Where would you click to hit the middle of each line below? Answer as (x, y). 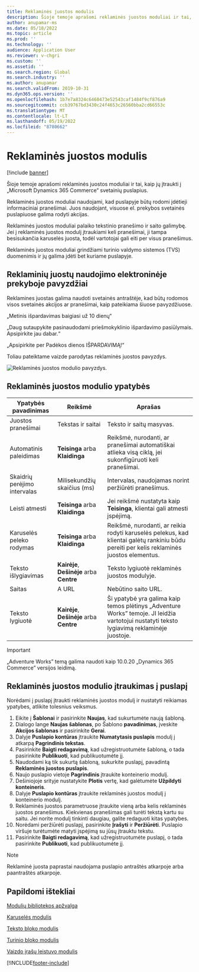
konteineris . (30, 787)
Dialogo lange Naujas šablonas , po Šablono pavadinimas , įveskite (96, 724)
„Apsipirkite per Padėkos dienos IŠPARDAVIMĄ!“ (66, 345)
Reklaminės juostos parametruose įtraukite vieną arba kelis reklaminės (101, 806)
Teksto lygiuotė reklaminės (144, 568)
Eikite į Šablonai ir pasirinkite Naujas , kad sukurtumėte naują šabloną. (100, 718)
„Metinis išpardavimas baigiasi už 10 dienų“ (59, 316)
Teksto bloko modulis (32, 929)
